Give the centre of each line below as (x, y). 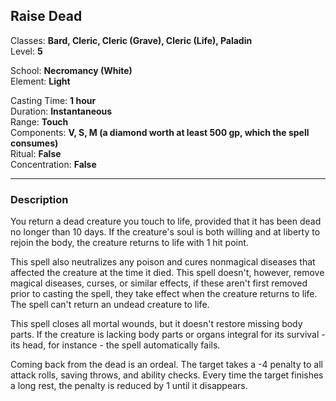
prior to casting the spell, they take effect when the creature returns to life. (164, 294)
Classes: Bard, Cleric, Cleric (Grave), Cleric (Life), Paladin (131, 40)
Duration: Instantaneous (61, 111)
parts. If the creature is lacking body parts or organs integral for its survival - (168, 335)
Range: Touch (39, 121)
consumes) (34, 143)
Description (39, 199)
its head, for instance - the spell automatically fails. (115, 345)
